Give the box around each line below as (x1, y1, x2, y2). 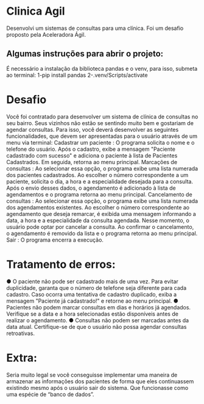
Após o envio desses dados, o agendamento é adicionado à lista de (6, 184, 176, 192)
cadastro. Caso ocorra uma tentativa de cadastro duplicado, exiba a (6, 290, 177, 298)
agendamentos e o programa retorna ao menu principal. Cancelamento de (6, 190, 193, 198)
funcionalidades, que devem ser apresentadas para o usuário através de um (6, 132, 198, 140)
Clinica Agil (6, 4, 65, 18)
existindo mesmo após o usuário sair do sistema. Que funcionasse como (6, 384, 189, 391)
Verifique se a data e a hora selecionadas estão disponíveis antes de (6, 310, 178, 317)
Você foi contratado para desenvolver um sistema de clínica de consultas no (6, 113, 199, 120)
